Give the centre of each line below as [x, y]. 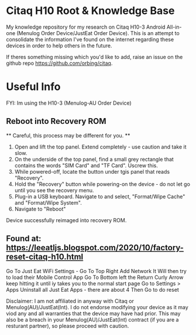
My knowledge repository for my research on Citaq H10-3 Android [86, 27]
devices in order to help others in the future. [59, 46]
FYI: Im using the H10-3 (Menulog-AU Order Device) [69, 103]
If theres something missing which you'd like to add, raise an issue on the [94, 57]
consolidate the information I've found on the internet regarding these [90, 39]
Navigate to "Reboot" [40, 209]
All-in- [174, 27]
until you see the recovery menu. [54, 190]
